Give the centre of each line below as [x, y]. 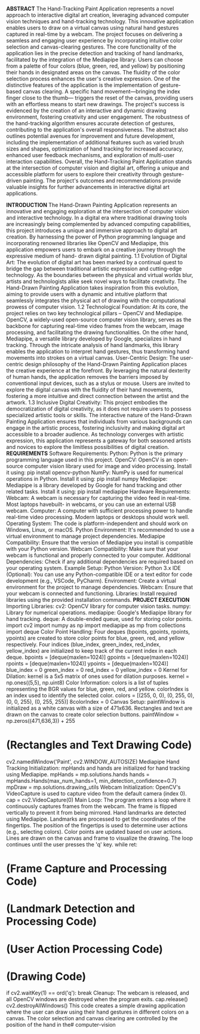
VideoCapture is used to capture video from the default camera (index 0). [96, 793]
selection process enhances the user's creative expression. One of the [93, 79]
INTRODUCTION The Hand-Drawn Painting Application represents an [92, 205]
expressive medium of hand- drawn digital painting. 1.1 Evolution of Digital [97, 256]
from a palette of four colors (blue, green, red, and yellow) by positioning [96, 66]
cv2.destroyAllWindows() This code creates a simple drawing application [96, 1006]
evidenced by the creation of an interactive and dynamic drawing [86, 111]
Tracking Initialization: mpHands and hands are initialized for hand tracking [98, 768]
